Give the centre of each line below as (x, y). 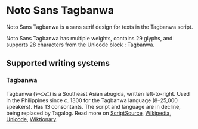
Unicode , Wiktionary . (32, 119)
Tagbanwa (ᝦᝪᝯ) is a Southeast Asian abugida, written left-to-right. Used (98, 93)
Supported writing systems (58, 63)
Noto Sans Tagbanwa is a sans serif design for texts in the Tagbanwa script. (100, 27)
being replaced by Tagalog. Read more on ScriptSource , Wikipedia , (89, 113)
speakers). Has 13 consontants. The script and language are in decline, (93, 106)
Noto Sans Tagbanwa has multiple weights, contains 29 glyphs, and (89, 38)
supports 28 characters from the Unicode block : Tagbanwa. (81, 45)
